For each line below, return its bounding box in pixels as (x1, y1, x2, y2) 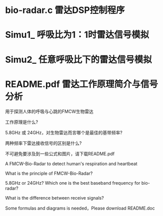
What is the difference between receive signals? (5, 195, 104, 201)
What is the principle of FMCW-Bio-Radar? (5, 170, 93, 176)
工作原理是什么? (5, 119, 38, 125)
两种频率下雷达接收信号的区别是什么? (5, 140, 82, 146)
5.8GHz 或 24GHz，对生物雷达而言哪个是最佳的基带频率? (5, 129, 123, 135)
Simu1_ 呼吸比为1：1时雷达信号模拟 (5, 29, 150, 40)
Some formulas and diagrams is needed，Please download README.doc (5, 205, 155, 211)
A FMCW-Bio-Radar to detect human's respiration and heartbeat (5, 160, 138, 167)
